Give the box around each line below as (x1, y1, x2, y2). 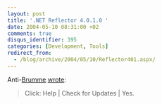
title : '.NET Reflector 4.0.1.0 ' (7, 17, 109, 24)
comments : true (7, 30, 52, 37)
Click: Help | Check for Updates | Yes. (24, 89, 135, 97)
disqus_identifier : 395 (7, 37, 77, 44)
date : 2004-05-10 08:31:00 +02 (7, 23, 99, 30)
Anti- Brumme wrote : (7, 75, 67, 84)
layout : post (7, 10, 46, 18)
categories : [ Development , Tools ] (7, 43, 109, 50)
